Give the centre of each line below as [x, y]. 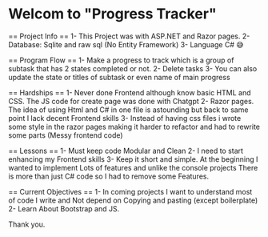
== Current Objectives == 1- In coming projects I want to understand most [130, 191]
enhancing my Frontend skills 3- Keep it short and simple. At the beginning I [133, 159]
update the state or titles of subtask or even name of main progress [119, 77]
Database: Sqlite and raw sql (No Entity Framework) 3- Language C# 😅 [126, 44]
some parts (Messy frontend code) [66, 135]
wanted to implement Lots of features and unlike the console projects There [133, 167]
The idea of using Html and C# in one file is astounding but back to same [128, 110]
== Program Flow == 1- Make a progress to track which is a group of [121, 60]
